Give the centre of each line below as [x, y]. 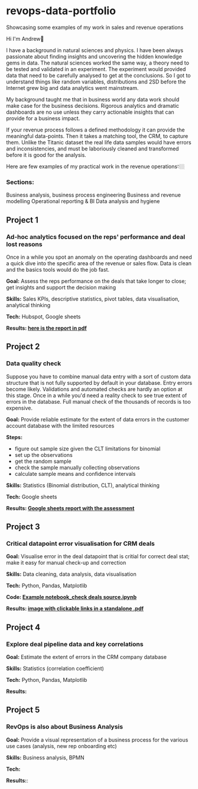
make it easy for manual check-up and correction [66, 563]
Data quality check [34, 363]
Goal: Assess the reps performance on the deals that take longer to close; [96, 281]
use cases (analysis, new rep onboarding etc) [61, 746]
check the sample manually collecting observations [77, 467]
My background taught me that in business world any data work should [93, 99]
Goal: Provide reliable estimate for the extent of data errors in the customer [98, 419]
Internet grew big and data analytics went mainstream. [72, 88]
